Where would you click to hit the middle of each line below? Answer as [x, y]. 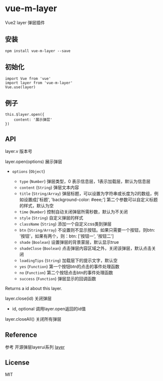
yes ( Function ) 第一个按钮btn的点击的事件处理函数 [69, 267]
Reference [21, 335]
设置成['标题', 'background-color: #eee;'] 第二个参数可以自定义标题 [91, 200]
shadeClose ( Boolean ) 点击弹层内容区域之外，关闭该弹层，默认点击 [85, 248]
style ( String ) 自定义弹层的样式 [51, 218]
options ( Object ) [28, 171]
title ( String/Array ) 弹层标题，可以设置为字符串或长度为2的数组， [87, 194]
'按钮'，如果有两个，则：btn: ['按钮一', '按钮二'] [67, 236]
